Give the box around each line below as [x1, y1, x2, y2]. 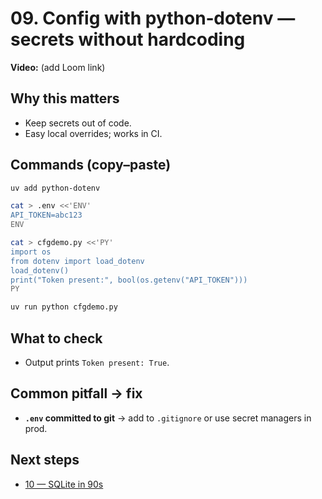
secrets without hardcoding [10, 28, 246, 51]
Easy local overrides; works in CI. [24, 127, 163, 139]
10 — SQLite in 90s [24, 478, 104, 490]
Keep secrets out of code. [24, 117, 132, 129]
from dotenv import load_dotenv [10, 256, 145, 266]
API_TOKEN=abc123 [10, 210, 83, 221]
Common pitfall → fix [10, 385, 143, 402]
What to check [10, 330, 103, 347]
